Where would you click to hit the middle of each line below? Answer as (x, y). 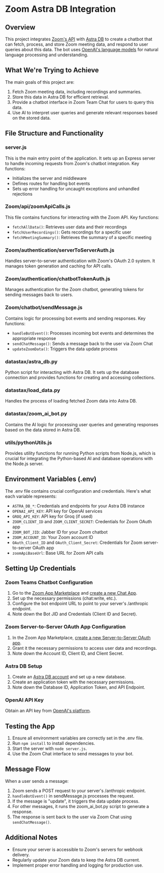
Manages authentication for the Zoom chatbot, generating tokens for (74, 290)
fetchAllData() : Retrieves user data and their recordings (69, 227)
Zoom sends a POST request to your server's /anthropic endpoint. (79, 790)
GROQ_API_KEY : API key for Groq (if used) (52, 516)
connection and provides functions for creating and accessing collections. (80, 377)
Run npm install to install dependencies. (54, 743)
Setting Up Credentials (41, 568)
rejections (22, 194)
